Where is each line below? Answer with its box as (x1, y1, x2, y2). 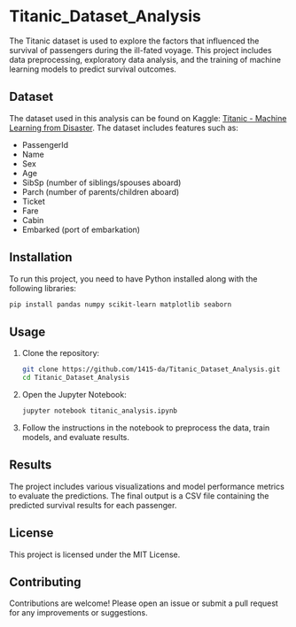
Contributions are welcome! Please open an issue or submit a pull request (9, 598, 279, 608)
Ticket (21, 196, 46, 206)
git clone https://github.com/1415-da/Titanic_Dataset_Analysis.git (21, 365, 281, 374)
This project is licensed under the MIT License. (9, 549, 181, 560)
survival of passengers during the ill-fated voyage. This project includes (9, 44, 272, 55)
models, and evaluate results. (21, 431, 130, 442)
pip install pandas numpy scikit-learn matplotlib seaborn (9, 299, 232, 309)
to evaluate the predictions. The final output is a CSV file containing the (9, 490, 269, 501)
